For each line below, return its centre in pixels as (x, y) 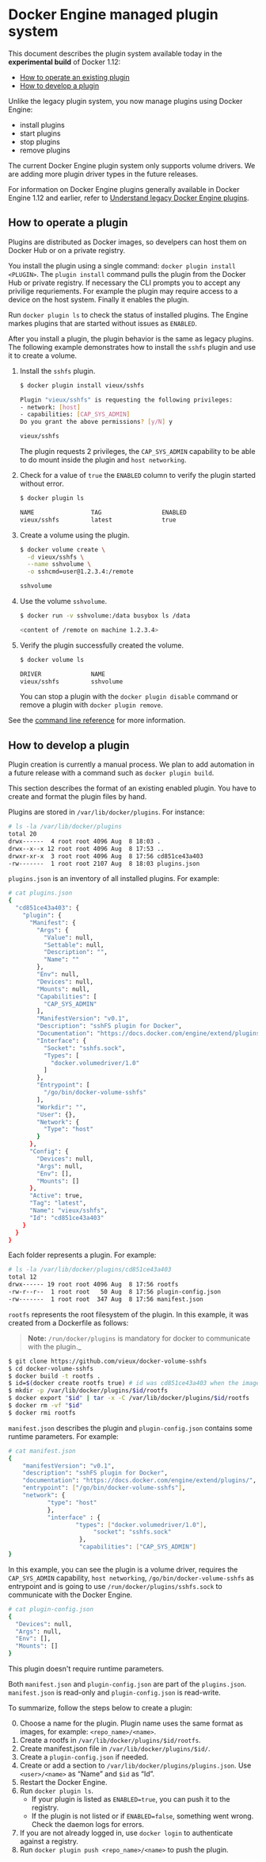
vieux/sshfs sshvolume (71, 681)
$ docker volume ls (52, 660)
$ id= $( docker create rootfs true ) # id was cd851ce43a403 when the (123, 1383)
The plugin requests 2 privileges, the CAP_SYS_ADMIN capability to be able (137, 451)
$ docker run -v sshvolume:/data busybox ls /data (105, 616)
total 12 (23, 1277)
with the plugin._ (54, 1346)
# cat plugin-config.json (51, 1609)
